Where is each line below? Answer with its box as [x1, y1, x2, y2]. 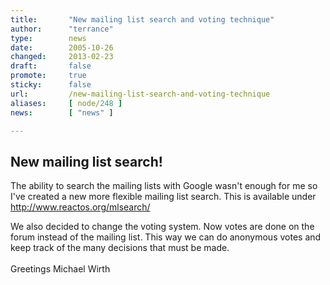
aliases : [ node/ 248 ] [10, 98, 123, 108]
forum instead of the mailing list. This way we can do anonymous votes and [10, 231, 322, 243]
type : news [10, 33, 87, 43]
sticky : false [10, 80, 92, 90]
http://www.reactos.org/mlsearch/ [10, 201, 151, 213]
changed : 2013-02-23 [10, 52, 114, 62]
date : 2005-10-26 [10, 42, 114, 53]
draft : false [10, 61, 92, 71]
